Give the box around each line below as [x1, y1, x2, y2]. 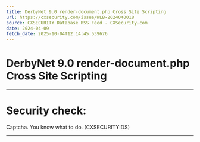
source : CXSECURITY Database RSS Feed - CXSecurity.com [6, 20, 148, 26]
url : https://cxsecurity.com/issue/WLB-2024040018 [6, 14, 135, 20]
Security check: [6, 104, 87, 118]
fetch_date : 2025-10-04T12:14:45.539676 [6, 31, 108, 37]
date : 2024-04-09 [6, 25, 49, 32]
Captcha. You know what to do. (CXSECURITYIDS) [6, 124, 130, 131]
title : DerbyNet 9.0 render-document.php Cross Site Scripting [6, 8, 167, 15]
